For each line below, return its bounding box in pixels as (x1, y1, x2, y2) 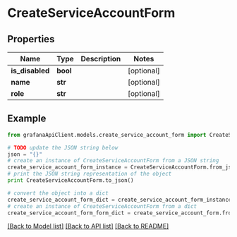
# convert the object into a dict (7, 189, 109, 197)
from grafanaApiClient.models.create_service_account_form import (7, 131, 207, 138)
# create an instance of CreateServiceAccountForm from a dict (7, 202, 197, 209)
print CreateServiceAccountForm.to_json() (7, 177, 134, 184)
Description (80, 54, 121, 63)
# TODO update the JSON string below (7, 144, 119, 151)
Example (7, 113, 47, 125)
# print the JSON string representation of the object (7, 171, 172, 178)
